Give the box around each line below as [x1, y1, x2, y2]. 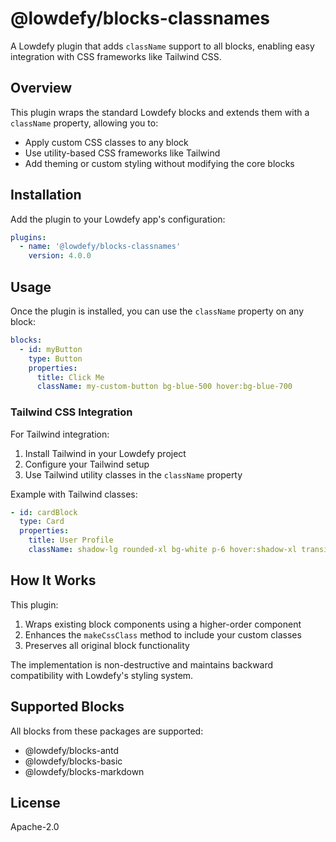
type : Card [19, 517, 65, 527]
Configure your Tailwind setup [24, 458, 150, 470]
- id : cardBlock [10, 507, 78, 517]
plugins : [10, 232, 47, 242]
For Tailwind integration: [10, 428, 110, 440]
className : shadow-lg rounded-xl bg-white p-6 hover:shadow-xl [28, 545, 298, 555]
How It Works [10, 572, 97, 589]
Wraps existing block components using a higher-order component [24, 618, 302, 630]
